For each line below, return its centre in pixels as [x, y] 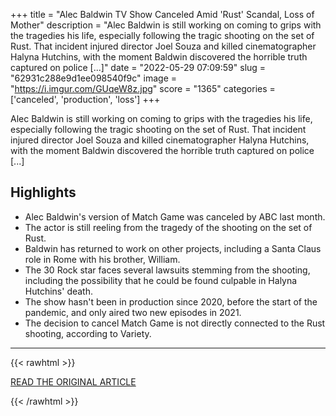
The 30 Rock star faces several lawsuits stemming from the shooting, [167, 270]
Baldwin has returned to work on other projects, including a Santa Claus [173, 248]
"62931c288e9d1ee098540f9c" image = [93, 78]
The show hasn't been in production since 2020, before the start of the [171, 301]
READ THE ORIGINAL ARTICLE [73, 381]
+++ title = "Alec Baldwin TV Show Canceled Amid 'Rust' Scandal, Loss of [162, 14]
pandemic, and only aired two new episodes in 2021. [133, 312]
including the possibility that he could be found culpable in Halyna [161, 280]
